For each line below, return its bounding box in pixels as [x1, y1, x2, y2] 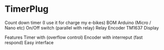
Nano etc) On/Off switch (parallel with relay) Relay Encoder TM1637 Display [4, 25, 159, 30]
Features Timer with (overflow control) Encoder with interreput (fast [4, 34, 143, 40]
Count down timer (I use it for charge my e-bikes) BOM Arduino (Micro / [4, 20, 152, 25]
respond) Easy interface [4, 39, 54, 45]
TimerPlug [4, 3, 49, 15]
